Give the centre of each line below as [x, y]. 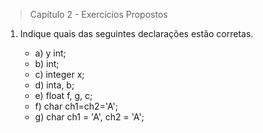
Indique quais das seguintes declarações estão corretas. [136, 33]
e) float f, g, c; [63, 95]
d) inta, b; [54, 85]
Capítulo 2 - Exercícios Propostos [98, 14]
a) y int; [50, 53]
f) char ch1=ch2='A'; [76, 106]
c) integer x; [59, 74]
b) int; [47, 63]
